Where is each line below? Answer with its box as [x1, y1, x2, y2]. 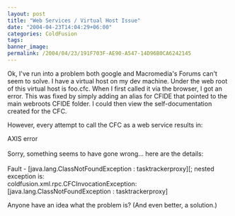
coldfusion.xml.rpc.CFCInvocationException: [7, 179, 137, 188]
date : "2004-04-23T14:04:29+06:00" [7, 23, 113, 30]
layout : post [7, 10, 46, 18]
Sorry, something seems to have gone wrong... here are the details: [7, 149, 204, 158]
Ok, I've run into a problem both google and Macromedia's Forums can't [7, 69, 218, 78]
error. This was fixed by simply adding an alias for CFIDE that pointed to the [7, 91, 228, 100]
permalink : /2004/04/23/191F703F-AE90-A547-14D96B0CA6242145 [7, 50, 192, 57]
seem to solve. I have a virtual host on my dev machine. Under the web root [7, 76, 228, 85]
